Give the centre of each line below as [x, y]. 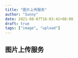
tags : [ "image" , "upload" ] [33, 28]
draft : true [17, 24]
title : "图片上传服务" [26, 10]
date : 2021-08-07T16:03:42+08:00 [39, 19]
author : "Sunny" [22, 14]
